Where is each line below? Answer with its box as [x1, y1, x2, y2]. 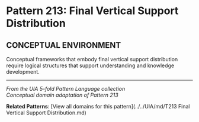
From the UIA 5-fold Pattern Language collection [6, 85, 126, 92]
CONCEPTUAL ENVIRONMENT [6, 40, 121, 50]
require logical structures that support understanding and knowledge [6, 62, 175, 69]
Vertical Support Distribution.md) [6, 109, 87, 116]
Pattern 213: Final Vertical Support [6, 4, 179, 18]
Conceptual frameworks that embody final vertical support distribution [6, 56, 178, 62]
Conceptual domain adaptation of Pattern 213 [6, 91, 118, 98]
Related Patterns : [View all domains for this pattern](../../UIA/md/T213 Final [6, 103, 190, 110]
